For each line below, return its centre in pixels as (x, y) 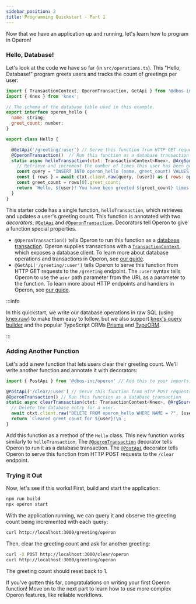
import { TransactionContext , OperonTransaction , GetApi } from (86, 91)
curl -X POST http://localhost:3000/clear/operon (68, 554)
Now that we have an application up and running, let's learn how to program (97, 33)
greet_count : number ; (38, 123)
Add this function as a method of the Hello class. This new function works (95, 435)
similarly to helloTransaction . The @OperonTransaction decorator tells (89, 441)
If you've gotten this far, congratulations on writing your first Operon (88, 582)
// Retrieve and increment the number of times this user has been (100, 166)
